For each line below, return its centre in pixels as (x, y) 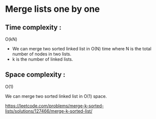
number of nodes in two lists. (42, 54)
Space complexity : (35, 75)
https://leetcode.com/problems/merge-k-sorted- (55, 106)
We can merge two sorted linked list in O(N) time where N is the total (82, 49)
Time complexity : (33, 27)
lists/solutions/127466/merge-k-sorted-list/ (49, 111)
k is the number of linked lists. (43, 59)
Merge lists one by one (52, 9)
